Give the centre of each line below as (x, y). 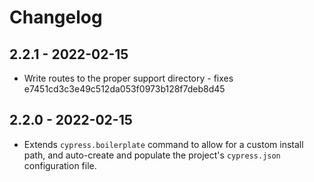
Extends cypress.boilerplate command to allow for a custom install (163, 144)
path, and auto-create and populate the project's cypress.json (152, 155)
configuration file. (60, 165)
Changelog (56, 17)
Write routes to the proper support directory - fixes (128, 78)
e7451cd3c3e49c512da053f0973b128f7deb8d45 (124, 89)
